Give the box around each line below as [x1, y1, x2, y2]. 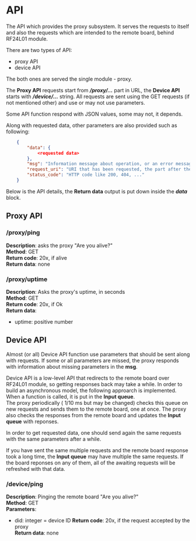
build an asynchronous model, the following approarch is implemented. [6, 387, 177, 394]
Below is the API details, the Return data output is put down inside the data [6, 188, 188, 195]
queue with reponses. [6, 418, 59, 425]
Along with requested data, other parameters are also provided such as [6, 122, 177, 129]
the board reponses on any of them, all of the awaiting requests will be [6, 459, 176, 466]
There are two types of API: [6, 46, 72, 53]
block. [6, 194, 22, 201]
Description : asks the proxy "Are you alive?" [6, 242, 113, 249]
